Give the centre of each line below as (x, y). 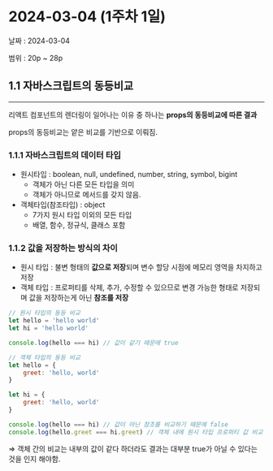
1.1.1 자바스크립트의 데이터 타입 (65, 155)
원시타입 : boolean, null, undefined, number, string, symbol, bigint (129, 175)
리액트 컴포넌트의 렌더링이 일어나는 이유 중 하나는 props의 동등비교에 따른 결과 (133, 115)
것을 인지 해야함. (35, 459)
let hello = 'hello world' (54, 321)
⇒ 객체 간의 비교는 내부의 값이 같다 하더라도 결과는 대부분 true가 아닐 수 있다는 (133, 448)
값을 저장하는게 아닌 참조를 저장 (79, 298)
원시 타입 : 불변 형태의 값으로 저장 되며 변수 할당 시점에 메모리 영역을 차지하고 (141, 267)
